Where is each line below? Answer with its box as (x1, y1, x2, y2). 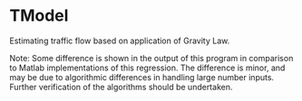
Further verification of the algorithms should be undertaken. (9, 81, 233, 92)
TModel (9, 5, 69, 26)
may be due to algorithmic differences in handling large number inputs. (9, 71, 275, 82)
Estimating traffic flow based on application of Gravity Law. (9, 35, 230, 46)
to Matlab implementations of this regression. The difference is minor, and (9, 62, 286, 73)
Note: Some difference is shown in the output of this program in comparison (9, 52, 294, 63)
